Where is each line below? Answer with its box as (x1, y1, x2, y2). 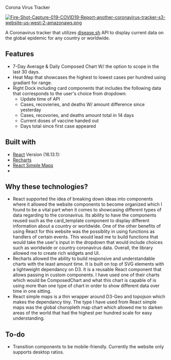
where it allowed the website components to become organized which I (12, 201, 162, 207)
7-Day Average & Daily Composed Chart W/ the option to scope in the (12, 63, 159, 69)
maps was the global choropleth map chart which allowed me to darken (12, 304, 163, 310)
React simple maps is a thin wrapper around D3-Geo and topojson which (12, 294, 165, 300)
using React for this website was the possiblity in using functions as (12, 228, 155, 234)
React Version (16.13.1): (12, 151, 61, 157)
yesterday (20, 107, 42, 113)
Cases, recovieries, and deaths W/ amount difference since (20, 101, 145, 107)
